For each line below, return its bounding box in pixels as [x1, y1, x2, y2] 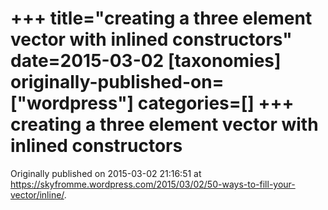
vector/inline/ [10, 188, 65, 201]
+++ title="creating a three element [10, 7, 313, 30]
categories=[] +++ [137, 92, 295, 115]
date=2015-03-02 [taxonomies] [10, 50, 282, 72]
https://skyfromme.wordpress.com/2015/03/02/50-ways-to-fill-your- [10, 178, 296, 190]
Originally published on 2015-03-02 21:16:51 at [10, 167, 202, 179]
